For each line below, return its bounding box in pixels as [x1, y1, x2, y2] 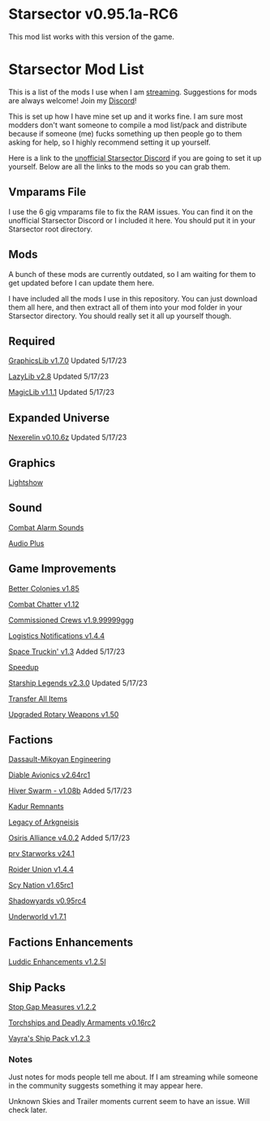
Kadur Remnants [8, 802, 64, 812]
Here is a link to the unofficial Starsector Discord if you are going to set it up [8, 153, 262, 162]
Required [8, 334, 55, 348]
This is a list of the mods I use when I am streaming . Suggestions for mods [8, 87, 258, 97]
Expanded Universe [8, 411, 110, 425]
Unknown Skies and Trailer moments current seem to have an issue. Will [8, 1097, 250, 1106]
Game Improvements [8, 562, 117, 576]
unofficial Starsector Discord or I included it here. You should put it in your [8, 215, 255, 225]
